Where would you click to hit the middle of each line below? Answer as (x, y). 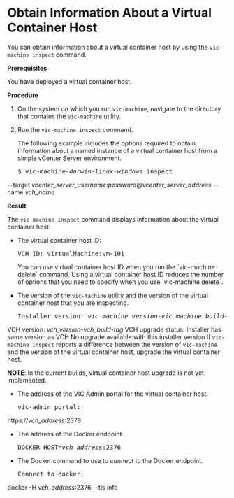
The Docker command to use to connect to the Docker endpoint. (110, 460)
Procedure (23, 95)
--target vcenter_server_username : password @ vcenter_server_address (109, 185)
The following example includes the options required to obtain (106, 143)
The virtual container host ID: (59, 240)
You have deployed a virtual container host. (70, 81)
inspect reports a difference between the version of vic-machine (125, 344)
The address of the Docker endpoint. (71, 434)
